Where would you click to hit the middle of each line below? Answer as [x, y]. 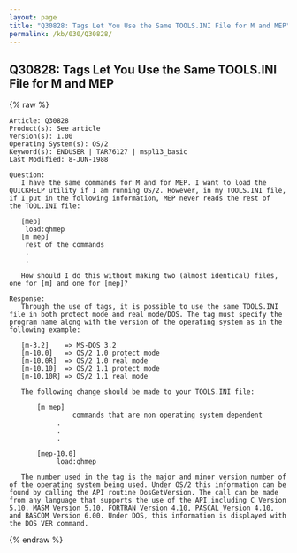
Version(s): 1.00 [41, 137]
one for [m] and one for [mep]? [69, 284]
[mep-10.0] [57, 454]
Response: [27, 299]
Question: [27, 175]
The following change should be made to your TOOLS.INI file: [137, 392]
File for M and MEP [62, 84]
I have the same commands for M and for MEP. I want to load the [144, 183]
